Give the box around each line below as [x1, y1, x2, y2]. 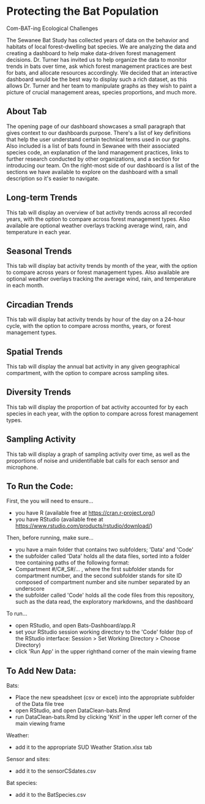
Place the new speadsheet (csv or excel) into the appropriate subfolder [15, 694, 195, 701]
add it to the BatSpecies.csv [15, 791, 86, 798]
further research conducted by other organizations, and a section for [6, 155, 180, 162]
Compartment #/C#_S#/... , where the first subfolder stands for [15, 566, 174, 573]
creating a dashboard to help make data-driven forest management [6, 49, 176, 56]
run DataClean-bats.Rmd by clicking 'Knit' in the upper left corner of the [15, 713, 197, 721]
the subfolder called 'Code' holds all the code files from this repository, [15, 591, 195, 599]
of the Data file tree [15, 700, 64, 708]
